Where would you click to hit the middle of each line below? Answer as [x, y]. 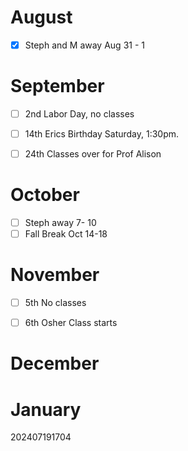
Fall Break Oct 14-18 [66, 234]
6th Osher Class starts [71, 323]
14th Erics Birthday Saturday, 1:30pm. [102, 134]
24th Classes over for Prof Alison [93, 154]
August [41, 17]
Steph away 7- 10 [60, 223]
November [55, 275]
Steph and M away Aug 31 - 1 [84, 45]
